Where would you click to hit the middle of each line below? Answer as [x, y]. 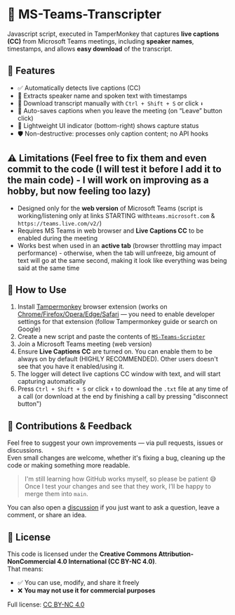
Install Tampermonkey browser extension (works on [92, 307]
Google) [29, 329]
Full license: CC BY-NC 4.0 [46, 604]
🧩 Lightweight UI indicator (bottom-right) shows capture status [108, 125]
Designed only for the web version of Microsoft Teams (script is [110, 208]
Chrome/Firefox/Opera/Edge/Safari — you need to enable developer [116, 314]
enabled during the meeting [58, 238]
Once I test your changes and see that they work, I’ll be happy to [118, 486]
